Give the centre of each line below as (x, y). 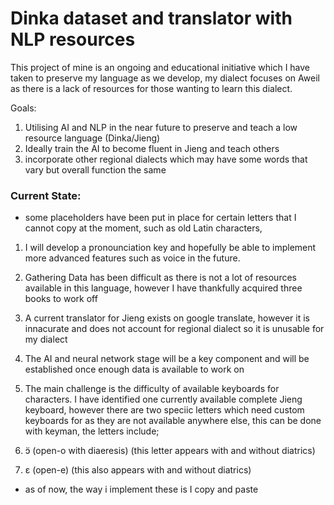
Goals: (23, 108)
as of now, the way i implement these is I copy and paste (141, 489)
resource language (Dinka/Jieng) (92, 138)
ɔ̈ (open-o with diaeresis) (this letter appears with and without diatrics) (170, 451)
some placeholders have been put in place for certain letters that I (160, 218)
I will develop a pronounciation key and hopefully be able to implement (170, 248)
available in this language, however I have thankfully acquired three (163, 288)
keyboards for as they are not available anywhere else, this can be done (173, 421)
